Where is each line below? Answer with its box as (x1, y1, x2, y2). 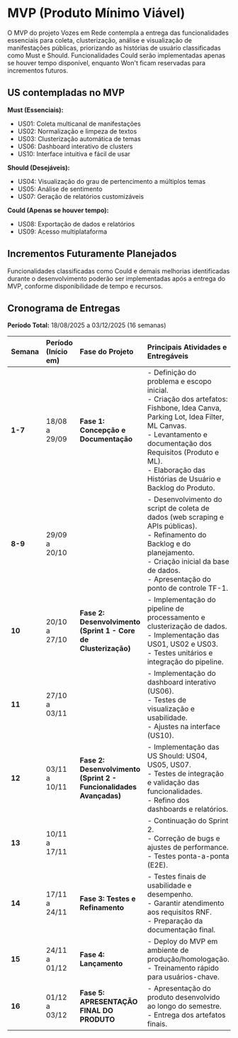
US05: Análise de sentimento (17, 185, 103, 193)
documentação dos (147, 439, 212, 449)
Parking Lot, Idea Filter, (147, 412, 225, 422)
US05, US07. (147, 760, 191, 770)
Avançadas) (79, 791, 122, 801)
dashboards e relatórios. (147, 804, 229, 814)
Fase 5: (79, 988, 105, 998)
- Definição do (147, 368, 197, 378)
